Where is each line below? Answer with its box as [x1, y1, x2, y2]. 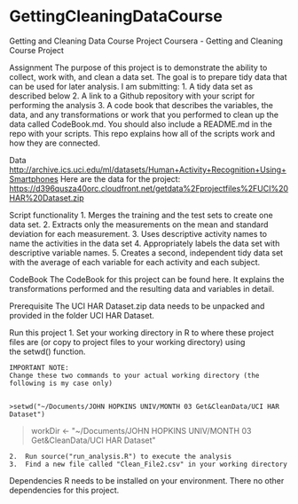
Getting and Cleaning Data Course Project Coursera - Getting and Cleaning [9, 35, 284, 46]
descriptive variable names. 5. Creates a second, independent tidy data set [9, 247, 284, 258]
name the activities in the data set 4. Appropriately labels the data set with [9, 238, 280, 248]
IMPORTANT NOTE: [9, 363, 69, 372]
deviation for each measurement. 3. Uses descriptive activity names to [9, 228, 268, 239]
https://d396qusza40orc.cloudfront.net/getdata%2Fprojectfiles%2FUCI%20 [9, 183, 289, 193]
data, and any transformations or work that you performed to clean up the [9, 109, 279, 120]
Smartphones [9, 173, 59, 184]
